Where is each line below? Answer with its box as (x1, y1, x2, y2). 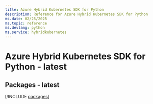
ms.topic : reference (5, 21, 48, 26)
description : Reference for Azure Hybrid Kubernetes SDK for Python (5, 12, 148, 17)
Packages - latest (5, 81, 60, 89)
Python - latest (5, 62, 67, 72)
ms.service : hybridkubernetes (5, 30, 67, 35)
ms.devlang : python (5, 25, 45, 30)
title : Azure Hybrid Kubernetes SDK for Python (5, 7, 104, 12)
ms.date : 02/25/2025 (5, 16, 48, 21)
